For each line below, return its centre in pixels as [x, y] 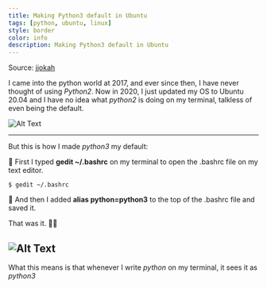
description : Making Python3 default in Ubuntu [89, 45]
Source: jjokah [32, 67]
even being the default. [46, 109]
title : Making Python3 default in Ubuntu [78, 15]
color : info [28, 38]
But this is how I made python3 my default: [78, 147]
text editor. [26, 171]
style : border [32, 30]
